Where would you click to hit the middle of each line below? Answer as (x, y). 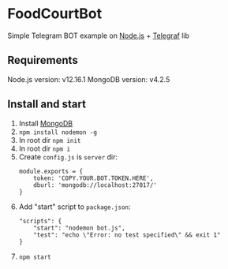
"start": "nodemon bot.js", (79, 228)
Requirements (43, 60)
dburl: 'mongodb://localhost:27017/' (95, 185)
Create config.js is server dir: (68, 157)
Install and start (47, 105)
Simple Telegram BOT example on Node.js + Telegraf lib (99, 35)
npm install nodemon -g (58, 132)
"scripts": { (40, 221)
